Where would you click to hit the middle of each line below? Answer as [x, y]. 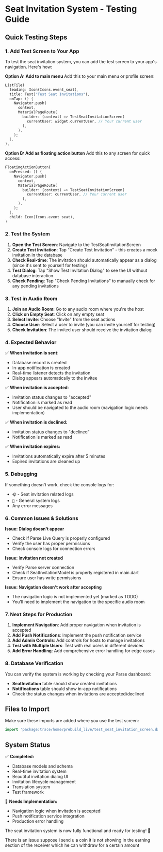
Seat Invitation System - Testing [71, 9]
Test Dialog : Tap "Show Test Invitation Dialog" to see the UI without [80, 270]
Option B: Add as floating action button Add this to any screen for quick [78, 153]
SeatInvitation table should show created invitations [65, 683]
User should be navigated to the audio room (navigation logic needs [80, 408]
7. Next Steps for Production [39, 614]
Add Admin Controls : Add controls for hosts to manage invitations [78, 640]
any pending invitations [35, 286]
